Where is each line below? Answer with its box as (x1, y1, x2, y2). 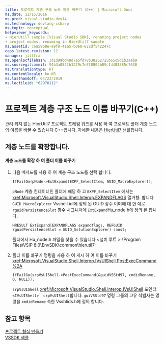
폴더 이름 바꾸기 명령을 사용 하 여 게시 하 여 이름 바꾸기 (12, 252, 117, 258)
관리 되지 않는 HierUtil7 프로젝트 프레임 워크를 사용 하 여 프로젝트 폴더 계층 (5, 120, 148, 126)
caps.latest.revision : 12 (5, 48, 58, 53)
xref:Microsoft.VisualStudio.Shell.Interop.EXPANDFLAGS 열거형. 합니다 (12, 194, 154, 200)
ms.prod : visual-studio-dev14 (5, 16, 67, 21)
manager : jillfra (5, 53, 41, 58)
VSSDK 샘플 (5, 334, 29, 341)
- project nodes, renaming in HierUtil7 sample (5, 39, 105, 44)
